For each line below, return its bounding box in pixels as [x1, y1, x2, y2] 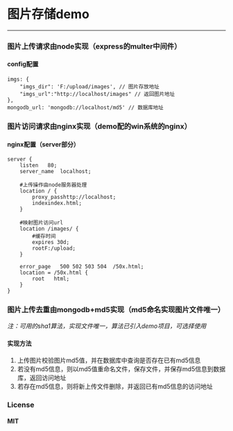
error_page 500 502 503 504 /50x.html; [19, 263, 144, 270]
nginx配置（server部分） [7, 140, 80, 148]
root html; [32, 275, 70, 282]
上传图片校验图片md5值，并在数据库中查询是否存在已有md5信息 [17, 356, 201, 364]
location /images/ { [19, 225, 79, 233]
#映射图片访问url [19, 220, 64, 227]
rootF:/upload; [32, 245, 76, 252]
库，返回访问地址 [17, 373, 67, 382]
